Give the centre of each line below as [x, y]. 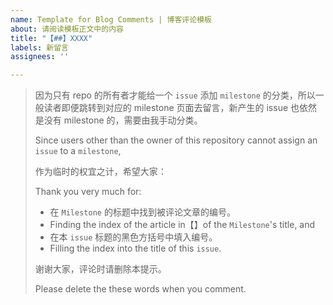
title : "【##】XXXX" [51, 38]
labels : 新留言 [39, 47]
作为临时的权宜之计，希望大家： [100, 172]
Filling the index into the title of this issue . [135, 248]
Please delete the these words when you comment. [140, 289]
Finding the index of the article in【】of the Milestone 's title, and [182, 225]
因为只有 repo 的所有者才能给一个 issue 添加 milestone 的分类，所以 [175, 95]
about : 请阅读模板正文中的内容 [67, 29]
